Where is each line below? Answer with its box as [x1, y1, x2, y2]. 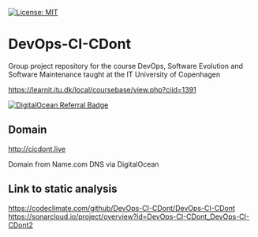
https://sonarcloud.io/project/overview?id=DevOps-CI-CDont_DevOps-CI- [8, 212, 250, 221]
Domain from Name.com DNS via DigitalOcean [8, 159, 159, 169]
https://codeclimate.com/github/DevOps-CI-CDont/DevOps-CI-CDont [8, 203, 235, 213]
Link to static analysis [8, 182, 118, 196]
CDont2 [8, 220, 34, 229]
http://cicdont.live [8, 144, 65, 153]
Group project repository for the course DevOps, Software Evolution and [8, 61, 243, 70]
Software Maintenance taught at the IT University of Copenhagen [8, 70, 221, 79]
